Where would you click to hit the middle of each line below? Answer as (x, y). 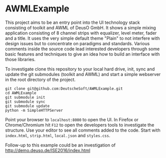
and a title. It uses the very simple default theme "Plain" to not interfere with (83, 38)
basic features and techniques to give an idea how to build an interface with (83, 54)
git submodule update (28, 106)
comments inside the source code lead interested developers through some (83, 49)
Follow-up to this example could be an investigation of (60, 145)
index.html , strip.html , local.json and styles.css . (58, 135)
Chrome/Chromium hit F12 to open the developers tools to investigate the (80, 125)
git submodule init (25, 97)
